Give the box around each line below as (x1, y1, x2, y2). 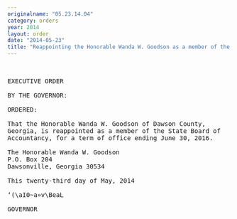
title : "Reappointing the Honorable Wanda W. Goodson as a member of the (7, 43, 231, 50)
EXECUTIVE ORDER (7, 78, 64, 85)
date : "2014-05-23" (7, 37, 65, 44)
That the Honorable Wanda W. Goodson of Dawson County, (7, 120, 206, 128)
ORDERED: (7, 106, 38, 114)
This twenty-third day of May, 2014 (7, 177, 135, 185)
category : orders (7, 17, 59, 24)
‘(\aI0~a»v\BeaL (7, 191, 64, 199)
